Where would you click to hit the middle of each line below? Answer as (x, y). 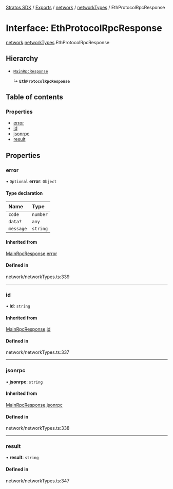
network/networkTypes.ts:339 (38, 277)
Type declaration (24, 193)
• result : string (22, 458)
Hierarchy (22, 59)
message (18, 229)
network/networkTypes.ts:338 (38, 428)
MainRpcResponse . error (32, 253)
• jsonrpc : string (24, 382)
